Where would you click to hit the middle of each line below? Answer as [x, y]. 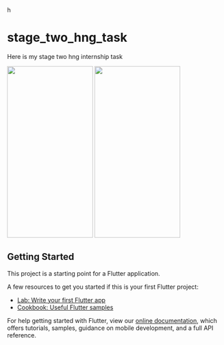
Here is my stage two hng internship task [65, 56]
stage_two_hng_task [67, 38]
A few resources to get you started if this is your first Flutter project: [103, 287]
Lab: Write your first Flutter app [61, 300]
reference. [22, 335]
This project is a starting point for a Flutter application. [84, 273]
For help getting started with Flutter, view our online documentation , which [112, 320]
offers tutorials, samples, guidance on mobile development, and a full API [110, 328]
